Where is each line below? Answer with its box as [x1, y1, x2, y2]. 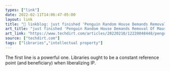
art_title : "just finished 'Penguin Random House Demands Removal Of [5, 26, 155, 31]
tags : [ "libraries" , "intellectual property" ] [5, 41, 103, 46]
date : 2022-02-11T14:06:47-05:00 [5, 12, 76, 17]
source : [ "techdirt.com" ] [5, 36, 60, 41]
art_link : [5, 31, 26, 36]
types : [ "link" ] [5, 7, 39, 13]
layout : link [5, 17, 33, 22]
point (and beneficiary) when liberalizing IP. [5, 59, 96, 66]
